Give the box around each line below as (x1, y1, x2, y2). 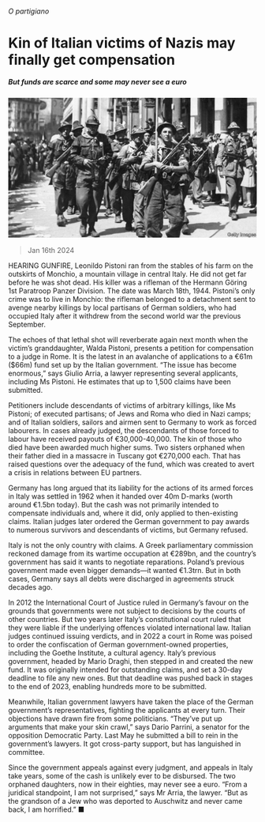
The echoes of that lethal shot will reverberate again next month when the (8, 335, 248, 345)
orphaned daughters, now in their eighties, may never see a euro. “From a (8, 779, 248, 790)
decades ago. (8, 583, 53, 592)
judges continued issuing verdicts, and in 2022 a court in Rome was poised (8, 632, 252, 641)
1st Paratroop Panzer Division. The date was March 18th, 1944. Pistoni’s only (8, 286, 256, 296)
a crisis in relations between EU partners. (8, 468, 142, 477)
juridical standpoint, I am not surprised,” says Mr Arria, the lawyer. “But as (8, 788, 248, 797)
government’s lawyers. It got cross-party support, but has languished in (8, 739, 241, 748)
